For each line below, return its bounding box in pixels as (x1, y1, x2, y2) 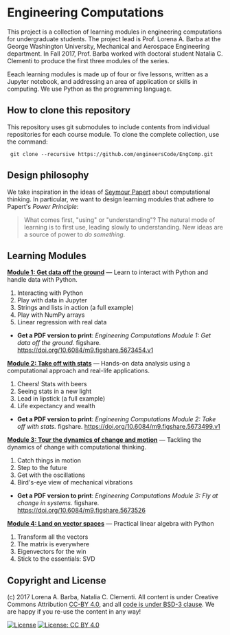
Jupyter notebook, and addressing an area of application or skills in (7, 77, 198, 85)
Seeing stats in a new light (16, 387, 92, 396)
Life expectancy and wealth (16, 402, 95, 410)
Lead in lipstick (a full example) (16, 394, 106, 403)
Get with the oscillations (16, 471, 86, 479)
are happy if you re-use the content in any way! (7, 608, 141, 616)
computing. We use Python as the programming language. (7, 85, 172, 93)
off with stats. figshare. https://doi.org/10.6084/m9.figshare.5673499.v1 (16, 423, 221, 431)
